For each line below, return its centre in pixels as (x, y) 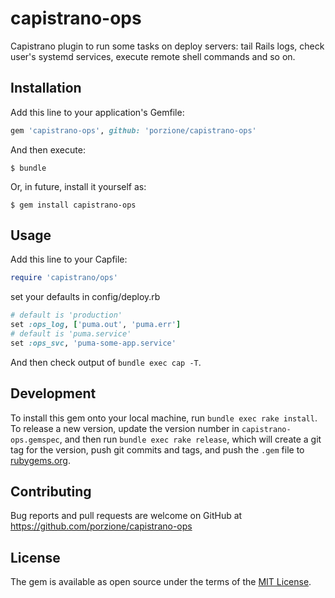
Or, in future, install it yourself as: (78, 186)
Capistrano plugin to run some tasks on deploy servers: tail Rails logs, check (167, 46)
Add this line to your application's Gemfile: (97, 112)
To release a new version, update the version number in (125, 428)
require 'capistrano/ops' (64, 278)
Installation (46, 88)
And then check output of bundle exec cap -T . (106, 362)
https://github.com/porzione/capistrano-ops (101, 526)
